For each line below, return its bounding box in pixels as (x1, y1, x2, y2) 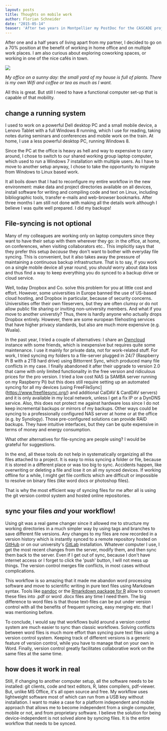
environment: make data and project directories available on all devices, (5, 184, 153, 190)
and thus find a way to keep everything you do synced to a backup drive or (5, 269, 159, 275)
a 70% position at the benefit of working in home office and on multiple (5, 45, 151, 51)
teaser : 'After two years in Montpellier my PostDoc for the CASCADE (5, 26, 153, 31)
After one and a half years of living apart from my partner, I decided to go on (5, 39, 162, 45)
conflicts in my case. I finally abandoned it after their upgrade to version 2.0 (5, 363, 161, 369)
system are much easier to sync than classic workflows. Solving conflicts (5, 624, 155, 630)
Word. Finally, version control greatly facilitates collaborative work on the (5, 645, 155, 651)
